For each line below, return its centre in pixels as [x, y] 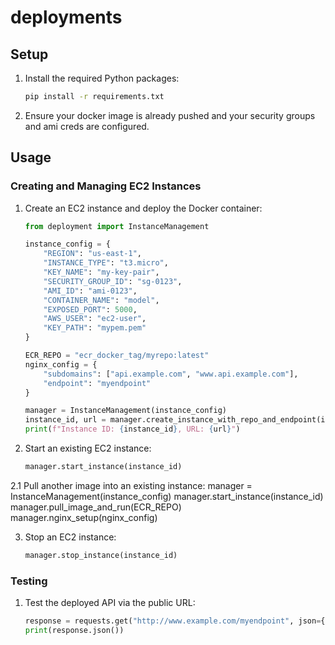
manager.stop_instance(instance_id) [101, 555]
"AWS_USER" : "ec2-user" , [95, 319]
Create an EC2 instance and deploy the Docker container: [143, 208]
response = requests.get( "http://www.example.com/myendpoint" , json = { [175, 621]
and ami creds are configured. [87, 126]
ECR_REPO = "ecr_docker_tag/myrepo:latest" [117, 356]
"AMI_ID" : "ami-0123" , [90, 291]
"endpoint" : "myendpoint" [97, 383]
